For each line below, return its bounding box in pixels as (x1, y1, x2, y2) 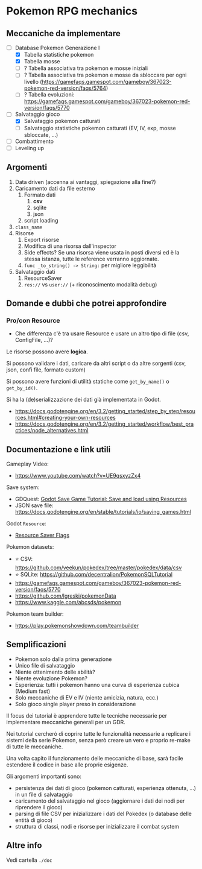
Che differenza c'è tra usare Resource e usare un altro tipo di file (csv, (14, 330, 189, 337)
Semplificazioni (6, 639, 66, 649)
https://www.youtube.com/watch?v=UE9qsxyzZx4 (14, 472, 141, 479)
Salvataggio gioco (14, 110, 60, 118)
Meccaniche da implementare (6, 28, 121, 39)
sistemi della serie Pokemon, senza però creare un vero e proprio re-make (6, 736, 191, 744)
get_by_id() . (6, 384, 38, 391)
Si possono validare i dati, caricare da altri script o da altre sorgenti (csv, (6, 360, 186, 367)
